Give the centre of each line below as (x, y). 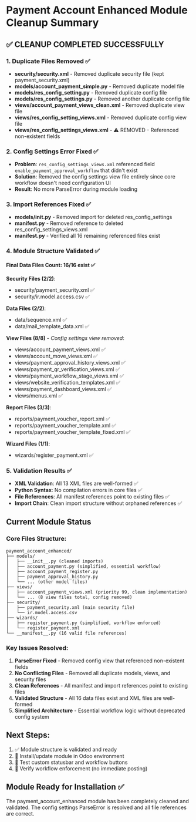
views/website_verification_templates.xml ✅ (67, 382)
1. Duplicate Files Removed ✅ (48, 61)
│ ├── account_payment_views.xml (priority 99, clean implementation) (97, 592)
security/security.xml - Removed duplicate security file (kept (89, 73)
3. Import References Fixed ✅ (49, 204)
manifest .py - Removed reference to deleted (69, 223)
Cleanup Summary (53, 23)
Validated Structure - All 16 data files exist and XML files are (88, 698)
